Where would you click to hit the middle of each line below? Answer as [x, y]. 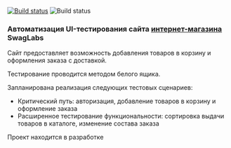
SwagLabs [26, 37]
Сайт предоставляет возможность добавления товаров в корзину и [109, 53]
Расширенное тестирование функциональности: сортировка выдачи [121, 116]
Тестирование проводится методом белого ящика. [84, 74]
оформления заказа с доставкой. [57, 60]
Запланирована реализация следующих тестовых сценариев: [100, 88]
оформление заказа [47, 109]
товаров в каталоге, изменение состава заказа [88, 123]
